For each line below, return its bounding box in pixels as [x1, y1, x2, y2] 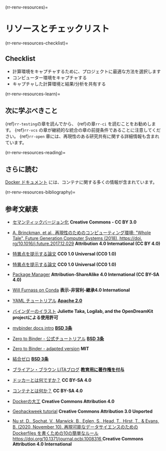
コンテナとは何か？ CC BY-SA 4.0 [12, 388, 83, 394]
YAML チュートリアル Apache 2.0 [12, 298, 82, 304]
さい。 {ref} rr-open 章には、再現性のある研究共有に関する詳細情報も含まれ [5, 133, 160, 139]
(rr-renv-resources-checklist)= [5, 40, 69, 46]
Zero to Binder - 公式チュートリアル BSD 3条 [12, 336, 104, 342]
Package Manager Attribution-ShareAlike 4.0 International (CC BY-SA [12, 271, 160, 277]
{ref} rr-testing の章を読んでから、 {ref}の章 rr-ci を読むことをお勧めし [5, 121, 152, 127]
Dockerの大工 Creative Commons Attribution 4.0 [12, 399, 115, 405]
